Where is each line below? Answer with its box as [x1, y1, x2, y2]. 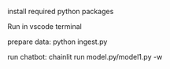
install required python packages [7, 7, 114, 16]
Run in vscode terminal [7, 22, 82, 31]
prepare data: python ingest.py [7, 37, 108, 46]
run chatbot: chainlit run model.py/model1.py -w [7, 53, 163, 61]
